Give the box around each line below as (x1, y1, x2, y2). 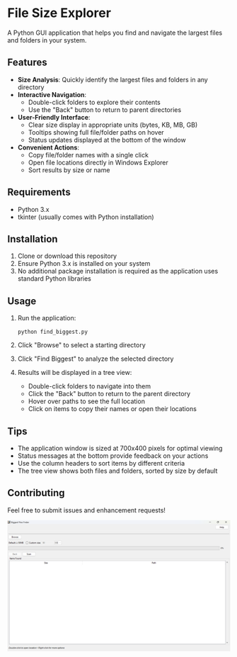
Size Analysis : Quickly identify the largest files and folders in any (17, 75, 209, 84)
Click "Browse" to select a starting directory (17, 341, 146, 349)
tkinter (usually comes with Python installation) (17, 213, 154, 221)
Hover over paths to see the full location (28, 397, 145, 405)
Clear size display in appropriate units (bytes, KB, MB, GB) (28, 120, 198, 129)
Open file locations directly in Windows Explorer (28, 158, 168, 167)
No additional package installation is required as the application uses (17, 267, 219, 276)
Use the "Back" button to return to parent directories (28, 105, 182, 114)
